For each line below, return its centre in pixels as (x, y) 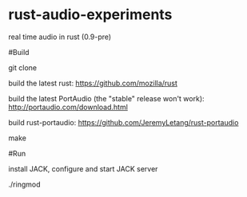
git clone (23, 67)
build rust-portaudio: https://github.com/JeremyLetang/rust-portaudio (124, 122)
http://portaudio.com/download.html (68, 107)
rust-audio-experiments (90, 15)
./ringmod (24, 184)
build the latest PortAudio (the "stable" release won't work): (107, 98)
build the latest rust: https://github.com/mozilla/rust (93, 83)
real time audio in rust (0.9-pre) (60, 37)
